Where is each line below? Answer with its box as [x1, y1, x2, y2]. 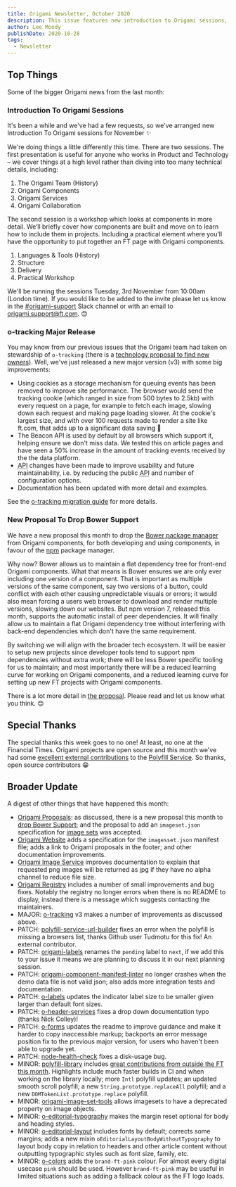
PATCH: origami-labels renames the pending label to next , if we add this [17, 948, 225, 956]
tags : [7, 37, 23, 44]
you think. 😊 [7, 699, 44, 707]
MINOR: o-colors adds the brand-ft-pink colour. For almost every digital [17, 1157, 227, 1165]
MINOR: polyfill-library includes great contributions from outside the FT [17, 1060, 224, 1068]
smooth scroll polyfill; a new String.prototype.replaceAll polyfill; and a [17, 1082, 226, 1091]
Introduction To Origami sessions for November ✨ [7, 129, 152, 137]
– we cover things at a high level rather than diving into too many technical [7, 158, 223, 166]
